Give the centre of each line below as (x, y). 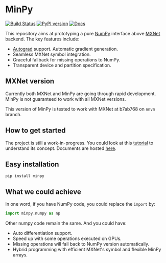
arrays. (20, 255)
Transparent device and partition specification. (62, 65)
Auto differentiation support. (42, 233)
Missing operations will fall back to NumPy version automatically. (81, 244)
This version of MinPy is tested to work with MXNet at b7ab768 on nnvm (80, 109)
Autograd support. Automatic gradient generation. (65, 49)
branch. (14, 114)
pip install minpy (25, 176)
